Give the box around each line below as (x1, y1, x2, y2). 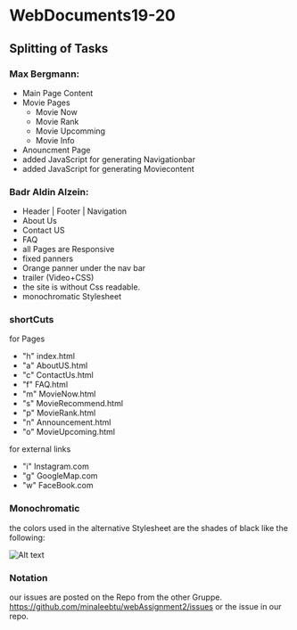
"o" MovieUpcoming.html (21, 427, 116, 438)
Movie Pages (21, 97, 70, 108)
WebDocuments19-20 (9, 5, 176, 26)
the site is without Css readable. (21, 282, 141, 292)
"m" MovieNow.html (21, 389, 96, 399)
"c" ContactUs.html (21, 370, 94, 380)
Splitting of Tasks (9, 41, 109, 56)
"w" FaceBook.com (21, 480, 94, 491)
